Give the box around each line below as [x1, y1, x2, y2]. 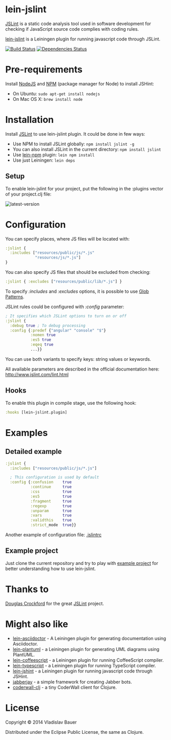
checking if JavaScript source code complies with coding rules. [5, 26, 139, 32]
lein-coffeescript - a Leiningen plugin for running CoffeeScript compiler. [12, 657, 164, 663]
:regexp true [30, 503, 72, 509]
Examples [5, 427, 48, 439]
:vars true [30, 513, 72, 518]
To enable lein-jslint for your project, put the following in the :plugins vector [5, 185, 163, 191]
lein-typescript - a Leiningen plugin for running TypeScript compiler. [12, 662, 157, 668]
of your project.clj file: [5, 191, 52, 197]
